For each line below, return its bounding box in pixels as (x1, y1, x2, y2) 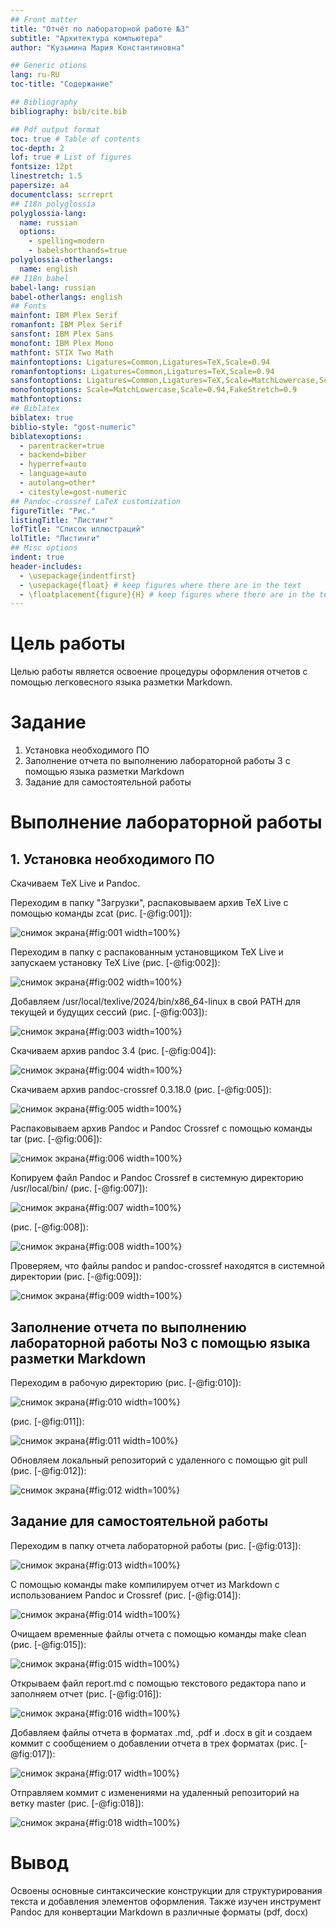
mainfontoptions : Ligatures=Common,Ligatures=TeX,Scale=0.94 (10, 357, 271, 367)
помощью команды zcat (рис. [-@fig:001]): (10, 907, 193, 920)
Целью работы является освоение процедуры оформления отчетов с (10, 666, 308, 678)
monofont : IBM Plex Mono (10, 338, 114, 348)
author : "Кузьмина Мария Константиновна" (10, 42, 186, 53)
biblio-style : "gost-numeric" (10, 422, 137, 432)
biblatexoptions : (10, 431, 83, 441)
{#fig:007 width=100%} (84, 1202, 182, 1214)
